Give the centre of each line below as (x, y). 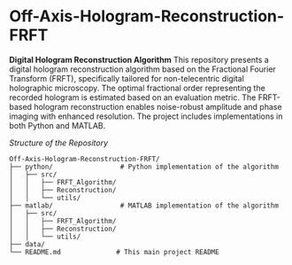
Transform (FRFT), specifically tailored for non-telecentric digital (127, 78)
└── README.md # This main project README (114, 252)
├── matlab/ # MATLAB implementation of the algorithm (144, 206)
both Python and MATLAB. (58, 125)
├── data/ (27, 244)
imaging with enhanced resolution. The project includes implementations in (146, 116)
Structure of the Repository (59, 143)
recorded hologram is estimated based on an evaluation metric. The (133, 97)
